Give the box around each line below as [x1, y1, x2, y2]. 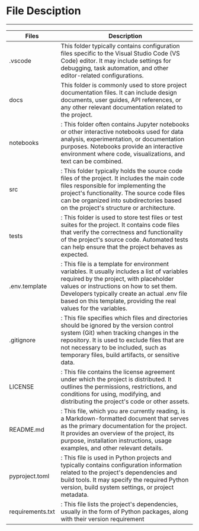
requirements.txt [9, 507, 55, 516]
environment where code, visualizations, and [60, 150, 185, 158]
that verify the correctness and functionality [60, 228, 183, 236]
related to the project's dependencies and [60, 468, 178, 477]
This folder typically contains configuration [60, 41, 180, 50]
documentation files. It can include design [60, 88, 178, 96]
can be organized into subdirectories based [60, 196, 182, 205]
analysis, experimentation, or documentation [60, 135, 185, 143]
